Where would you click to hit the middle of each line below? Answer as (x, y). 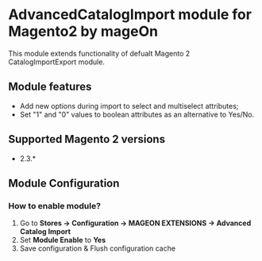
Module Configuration (64, 183)
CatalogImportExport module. (57, 62)
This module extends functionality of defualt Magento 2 (99, 53)
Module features (50, 87)
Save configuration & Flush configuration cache (98, 248)
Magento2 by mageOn (83, 31)
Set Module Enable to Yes (63, 240)
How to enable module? (55, 205)
